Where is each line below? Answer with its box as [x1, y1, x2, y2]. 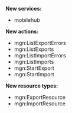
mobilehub [14, 17, 41, 23]
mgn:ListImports [14, 59, 54, 65]
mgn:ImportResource [14, 100, 66, 107]
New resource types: [5, 82, 58, 89]
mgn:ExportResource [14, 94, 66, 101]
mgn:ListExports [14, 46, 54, 53]
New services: [5, 5, 42, 12]
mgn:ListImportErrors [14, 52, 66, 59]
